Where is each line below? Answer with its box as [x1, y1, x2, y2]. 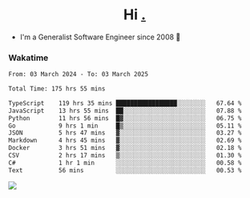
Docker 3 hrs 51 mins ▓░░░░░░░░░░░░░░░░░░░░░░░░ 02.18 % [8, 144, 242, 152]
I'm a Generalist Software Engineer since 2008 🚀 [19, 32, 181, 42]
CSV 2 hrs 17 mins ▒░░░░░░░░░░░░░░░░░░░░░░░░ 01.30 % [8, 152, 242, 160]
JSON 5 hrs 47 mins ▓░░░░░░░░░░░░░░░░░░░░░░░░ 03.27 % [8, 129, 242, 137]
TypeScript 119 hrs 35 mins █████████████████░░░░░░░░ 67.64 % [8, 99, 242, 107]
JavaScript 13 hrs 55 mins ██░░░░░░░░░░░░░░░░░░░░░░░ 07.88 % [8, 107, 242, 115]
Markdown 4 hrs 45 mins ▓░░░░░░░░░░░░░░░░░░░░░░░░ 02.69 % [8, 136, 242, 145]
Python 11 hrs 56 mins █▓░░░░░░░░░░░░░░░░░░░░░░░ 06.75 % [8, 114, 242, 122]
